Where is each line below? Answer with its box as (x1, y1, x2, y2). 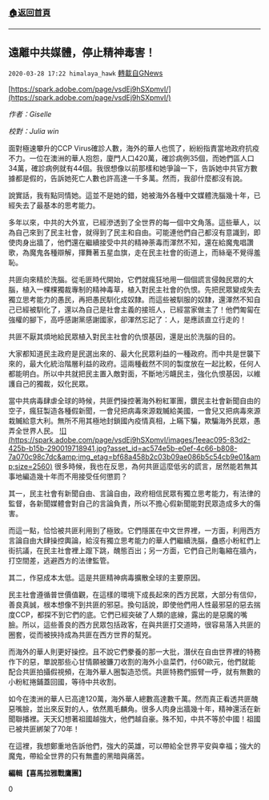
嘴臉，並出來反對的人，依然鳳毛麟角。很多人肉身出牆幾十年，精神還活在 (14, 704, 254, 714)
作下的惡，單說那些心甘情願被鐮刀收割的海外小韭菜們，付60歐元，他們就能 (8, 657, 256, 667)
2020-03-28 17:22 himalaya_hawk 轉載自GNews (8, 68, 163, 78)
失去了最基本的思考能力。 (14, 200, 100, 210)
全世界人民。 (14, 426, 58, 436)
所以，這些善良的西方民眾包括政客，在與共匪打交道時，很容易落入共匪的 (22, 620, 261, 630)
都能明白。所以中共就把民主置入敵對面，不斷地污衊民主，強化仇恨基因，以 (8, 369, 254, 378)
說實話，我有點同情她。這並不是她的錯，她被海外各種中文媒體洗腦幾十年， (8, 191, 254, 200)
